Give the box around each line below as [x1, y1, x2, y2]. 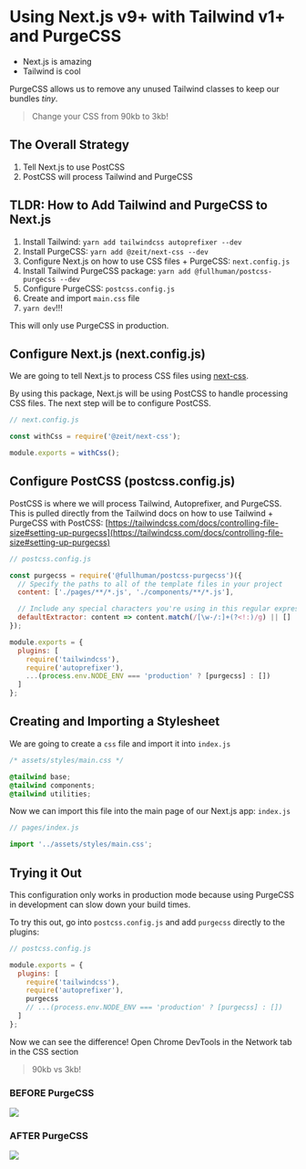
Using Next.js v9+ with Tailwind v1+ [9, 6, 286, 27]
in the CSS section [9, 1046, 79, 1057]
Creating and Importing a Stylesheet [9, 714, 220, 729]
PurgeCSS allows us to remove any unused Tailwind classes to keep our [9, 83, 280, 94]
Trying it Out [9, 865, 82, 881]
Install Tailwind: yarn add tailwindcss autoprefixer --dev [22, 235, 242, 247]
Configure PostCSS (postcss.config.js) [9, 474, 236, 489]
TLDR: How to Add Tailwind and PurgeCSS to [9, 198, 269, 214]
